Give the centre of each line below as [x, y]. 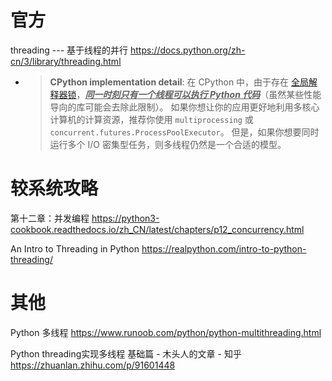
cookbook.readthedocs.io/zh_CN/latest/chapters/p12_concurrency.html [157, 229]
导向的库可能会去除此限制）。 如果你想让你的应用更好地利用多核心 [184, 107]
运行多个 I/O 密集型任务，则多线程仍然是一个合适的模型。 [168, 144]
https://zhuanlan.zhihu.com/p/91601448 [93, 365]
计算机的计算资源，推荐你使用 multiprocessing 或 [151, 119]
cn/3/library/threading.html [66, 61]
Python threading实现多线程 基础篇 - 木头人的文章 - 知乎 [126, 353]
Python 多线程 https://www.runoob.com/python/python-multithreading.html [166, 332]
